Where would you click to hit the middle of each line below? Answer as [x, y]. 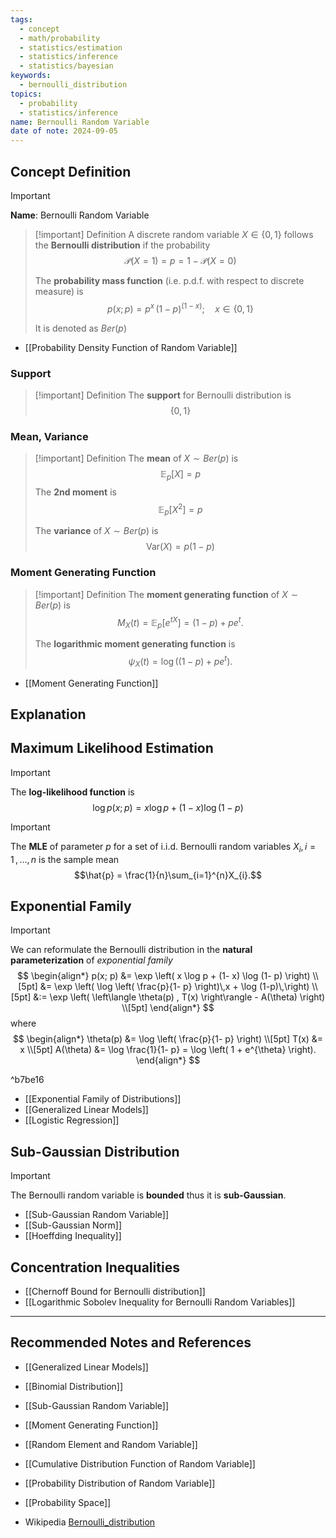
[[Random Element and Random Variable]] [111, 1444]
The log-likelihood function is [72, 792]
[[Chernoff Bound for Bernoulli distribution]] [115, 1292]
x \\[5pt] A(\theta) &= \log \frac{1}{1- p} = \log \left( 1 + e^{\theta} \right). [168, 1050]
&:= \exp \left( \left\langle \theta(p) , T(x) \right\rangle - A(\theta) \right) [179, 997]
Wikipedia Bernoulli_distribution [90, 1522]
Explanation [48, 714]
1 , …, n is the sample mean [65, 859]
